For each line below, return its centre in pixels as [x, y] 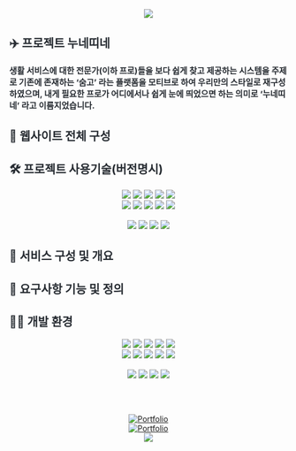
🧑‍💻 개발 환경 [41, 322]
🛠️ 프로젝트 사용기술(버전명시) [86, 168]
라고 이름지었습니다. [58, 105]
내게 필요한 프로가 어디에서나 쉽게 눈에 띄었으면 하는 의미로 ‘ [153, 94]
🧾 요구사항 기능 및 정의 [67, 289]
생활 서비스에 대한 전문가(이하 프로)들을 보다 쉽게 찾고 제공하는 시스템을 [140, 70]
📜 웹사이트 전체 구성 [60, 136]
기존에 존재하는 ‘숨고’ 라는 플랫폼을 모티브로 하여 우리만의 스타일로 [140, 82]
